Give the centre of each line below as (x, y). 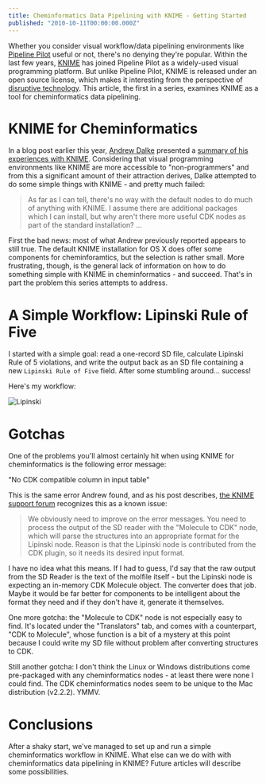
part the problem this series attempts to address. (88, 283)
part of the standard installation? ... (85, 225)
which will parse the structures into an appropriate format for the (133, 536)
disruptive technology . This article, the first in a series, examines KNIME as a (133, 88)
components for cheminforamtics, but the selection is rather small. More (126, 257)
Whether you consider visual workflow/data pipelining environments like (126, 45)
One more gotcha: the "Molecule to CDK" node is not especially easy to (125, 618)
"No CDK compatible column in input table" (79, 480)
